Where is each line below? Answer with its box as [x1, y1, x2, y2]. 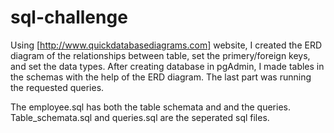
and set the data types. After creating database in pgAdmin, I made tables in [10, 60, 325, 72]
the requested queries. [10, 81, 105, 93]
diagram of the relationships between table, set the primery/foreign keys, [10, 49, 311, 61]
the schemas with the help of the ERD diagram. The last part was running [10, 71, 312, 83]
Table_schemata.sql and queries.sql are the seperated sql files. [10, 111, 270, 123]
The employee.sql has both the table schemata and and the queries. [10, 101, 291, 113]
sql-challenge [10, 6, 128, 29]
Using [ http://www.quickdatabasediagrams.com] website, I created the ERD [10, 39, 323, 51]
